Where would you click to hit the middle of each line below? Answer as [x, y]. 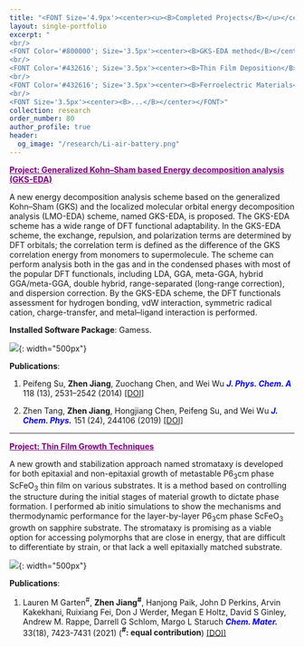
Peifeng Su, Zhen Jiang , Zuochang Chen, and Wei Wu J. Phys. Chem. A [157, 383]
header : [24, 136]
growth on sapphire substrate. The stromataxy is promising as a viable [140, 528]
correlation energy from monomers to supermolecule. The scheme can [142, 254]
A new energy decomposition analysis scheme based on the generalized [145, 196]
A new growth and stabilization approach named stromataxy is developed [146, 463]
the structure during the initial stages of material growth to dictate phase [144, 497]
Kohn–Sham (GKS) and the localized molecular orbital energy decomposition [152, 206]
